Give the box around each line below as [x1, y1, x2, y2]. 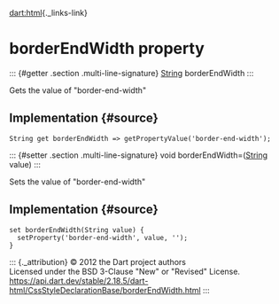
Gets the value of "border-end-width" [9, 84, 147, 96]
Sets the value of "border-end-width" [9, 176, 146, 187]
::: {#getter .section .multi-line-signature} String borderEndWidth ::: [9, 67, 254, 78]
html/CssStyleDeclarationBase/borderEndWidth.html [9, 285, 201, 295]
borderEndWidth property [9, 39, 205, 58]
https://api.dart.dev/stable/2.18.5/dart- [9, 275, 149, 286]
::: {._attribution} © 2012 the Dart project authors [9, 256, 186, 267]
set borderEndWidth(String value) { [9, 225, 144, 234]
